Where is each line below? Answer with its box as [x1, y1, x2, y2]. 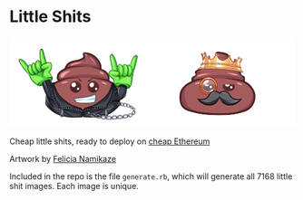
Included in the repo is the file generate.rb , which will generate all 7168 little [9, 170, 293, 182]
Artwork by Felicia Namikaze [9, 153, 116, 164]
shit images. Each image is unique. [9, 180, 139, 191]
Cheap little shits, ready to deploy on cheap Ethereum [9, 136, 210, 147]
